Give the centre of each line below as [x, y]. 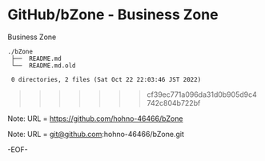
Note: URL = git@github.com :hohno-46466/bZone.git [96, 134]
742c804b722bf [174, 103]
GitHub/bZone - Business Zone [113, 15]
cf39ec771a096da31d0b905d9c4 [202, 95]
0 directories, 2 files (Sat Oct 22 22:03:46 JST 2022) [106, 79]
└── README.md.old [44, 66]
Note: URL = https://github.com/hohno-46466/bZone [95, 119]
